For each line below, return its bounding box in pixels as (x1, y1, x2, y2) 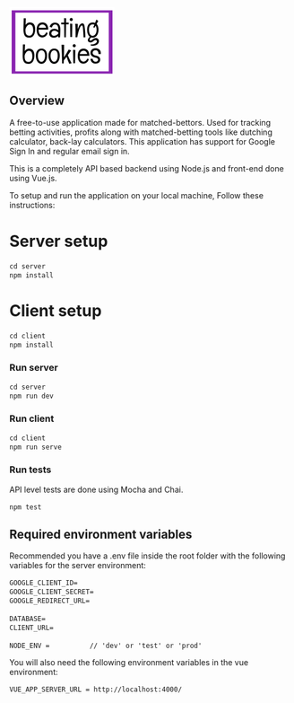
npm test (9, 502, 42, 512)
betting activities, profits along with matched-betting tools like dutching (9, 127, 273, 137)
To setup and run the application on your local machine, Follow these (9, 189, 264, 200)
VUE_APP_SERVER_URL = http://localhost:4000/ (9, 685, 182, 694)
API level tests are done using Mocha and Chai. (9, 484, 184, 495)
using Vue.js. (9, 172, 57, 183)
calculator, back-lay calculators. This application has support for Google (9, 136, 276, 146)
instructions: (9, 199, 56, 210)
